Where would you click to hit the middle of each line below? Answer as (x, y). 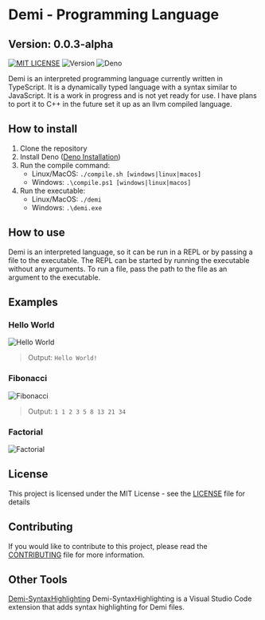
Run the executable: (53, 190)
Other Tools (38, 579)
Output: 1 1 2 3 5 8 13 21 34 (76, 411)
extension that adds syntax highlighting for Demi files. (96, 607)
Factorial (26, 432)
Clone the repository (53, 148)
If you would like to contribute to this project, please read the (108, 546)
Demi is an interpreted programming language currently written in (116, 78)
